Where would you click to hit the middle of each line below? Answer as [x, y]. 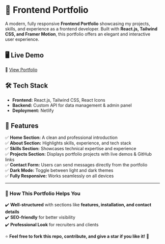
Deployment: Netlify [33, 110]
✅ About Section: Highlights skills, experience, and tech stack [68, 143]
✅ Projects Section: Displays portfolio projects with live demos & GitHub [79, 154]
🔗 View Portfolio [21, 69]
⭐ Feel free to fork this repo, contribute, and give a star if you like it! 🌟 [77, 236]
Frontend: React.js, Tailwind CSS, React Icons [59, 100]
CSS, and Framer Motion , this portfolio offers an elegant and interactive [78, 34]
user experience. [22, 39]
